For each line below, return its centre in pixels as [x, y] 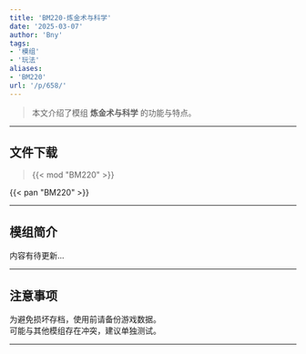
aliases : [26, 69]
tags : [20, 43]
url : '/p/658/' [38, 86]
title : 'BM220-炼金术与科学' [61, 18]
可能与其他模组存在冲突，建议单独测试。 [85, 331]
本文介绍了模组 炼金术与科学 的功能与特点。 [114, 112]
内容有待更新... [37, 256]
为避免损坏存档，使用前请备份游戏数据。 [85, 319]
